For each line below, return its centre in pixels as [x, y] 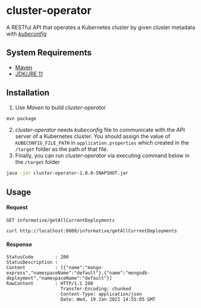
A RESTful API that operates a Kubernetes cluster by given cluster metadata [101, 27]
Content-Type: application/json [101, 294]
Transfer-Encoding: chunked [96, 289]
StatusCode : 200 [38, 257]
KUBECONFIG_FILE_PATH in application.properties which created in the [102, 143]
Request [17, 208]
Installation [28, 93]
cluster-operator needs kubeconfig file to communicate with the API [100, 130]
